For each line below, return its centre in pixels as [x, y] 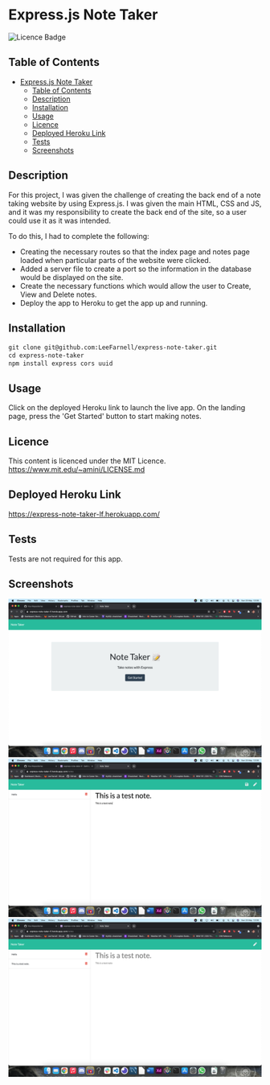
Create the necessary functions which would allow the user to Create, [135, 286]
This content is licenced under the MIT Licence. [87, 461]
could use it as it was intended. [59, 220]
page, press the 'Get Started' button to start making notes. [105, 417]
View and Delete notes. [58, 294]
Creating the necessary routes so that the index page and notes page [135, 252]
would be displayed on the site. [72, 277]
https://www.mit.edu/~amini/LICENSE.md [77, 469]
